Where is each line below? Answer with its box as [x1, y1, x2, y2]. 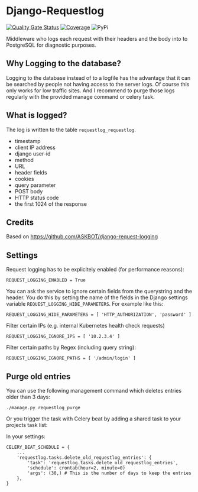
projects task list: [6, 422, 48, 428]
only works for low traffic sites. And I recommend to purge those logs [6, 87, 175, 94]
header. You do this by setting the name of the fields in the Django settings [6, 294, 188, 301]
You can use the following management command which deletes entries [6, 387, 182, 394]
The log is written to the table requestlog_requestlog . [6, 126, 136, 133]
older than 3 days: [6, 393, 50, 400]
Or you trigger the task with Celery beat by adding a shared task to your [6, 415, 181, 422]
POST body [14, 187, 43, 195]
